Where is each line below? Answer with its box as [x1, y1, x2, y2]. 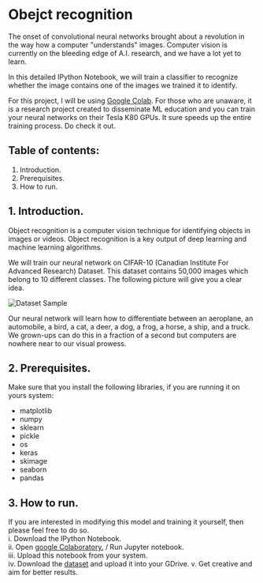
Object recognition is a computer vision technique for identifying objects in [8, 225, 250, 235]
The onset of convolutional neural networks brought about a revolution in [8, 32, 246, 41]
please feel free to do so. [8, 525, 90, 535]
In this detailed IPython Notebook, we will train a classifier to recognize [8, 72, 239, 81]
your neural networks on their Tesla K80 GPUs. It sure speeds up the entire [8, 112, 252, 122]
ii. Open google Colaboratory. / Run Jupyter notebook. [8, 543, 184, 552]
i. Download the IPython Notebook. [8, 534, 122, 544]
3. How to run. [8, 496, 79, 510]
